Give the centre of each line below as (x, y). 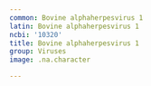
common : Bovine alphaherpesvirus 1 (76, 18)
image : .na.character (50, 60)
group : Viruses (38, 52)
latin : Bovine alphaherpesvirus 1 (75, 26)
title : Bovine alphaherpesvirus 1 (75, 43)
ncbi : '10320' (36, 34)
